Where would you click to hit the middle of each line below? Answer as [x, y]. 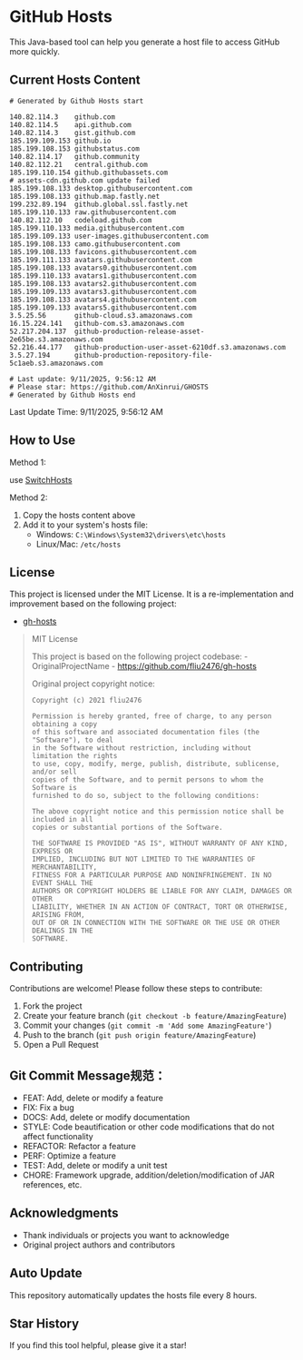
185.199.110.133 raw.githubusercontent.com [93, 212]
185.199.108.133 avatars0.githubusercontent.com [103, 268]
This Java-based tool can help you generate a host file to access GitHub [145, 42]
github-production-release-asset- [139, 331]
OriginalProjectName [71, 666]
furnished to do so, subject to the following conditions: [146, 796]
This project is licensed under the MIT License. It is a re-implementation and [152, 594]
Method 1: [28, 462]
